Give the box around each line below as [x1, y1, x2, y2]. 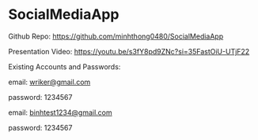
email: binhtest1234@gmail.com [8, 108, 112, 117]
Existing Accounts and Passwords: [8, 61, 121, 72]
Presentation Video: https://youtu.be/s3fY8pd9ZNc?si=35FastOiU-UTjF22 [8, 46, 250, 56]
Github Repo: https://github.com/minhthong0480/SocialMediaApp [8, 31, 224, 41]
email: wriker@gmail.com [8, 77, 91, 87]
